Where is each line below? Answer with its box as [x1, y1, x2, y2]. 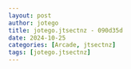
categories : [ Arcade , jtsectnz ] [8, 41, 116, 49]
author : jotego [8, 19, 59, 27]
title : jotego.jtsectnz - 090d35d [8, 26, 124, 34]
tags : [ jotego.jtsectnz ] [8, 48, 91, 56]
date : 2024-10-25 [8, 33, 66, 42]
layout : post [8, 11, 52, 20]
